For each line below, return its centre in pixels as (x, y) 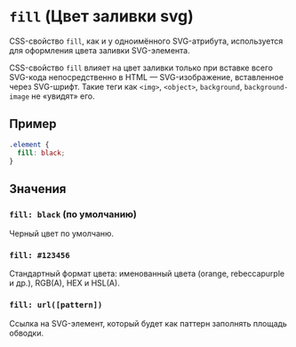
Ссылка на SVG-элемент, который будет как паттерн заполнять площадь (148, 323)
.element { (29, 144)
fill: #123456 (40, 255)
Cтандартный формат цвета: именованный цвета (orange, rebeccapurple (147, 274)
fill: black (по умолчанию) (73, 214)
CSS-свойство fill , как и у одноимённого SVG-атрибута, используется (146, 41)
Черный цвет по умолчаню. (61, 234)
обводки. (27, 333)
